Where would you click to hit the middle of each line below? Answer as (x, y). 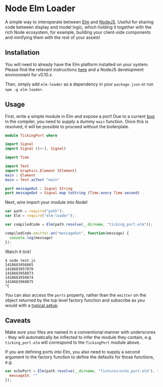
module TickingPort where (31, 135)
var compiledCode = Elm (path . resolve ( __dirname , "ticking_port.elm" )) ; (79, 225)
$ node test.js (20, 260)
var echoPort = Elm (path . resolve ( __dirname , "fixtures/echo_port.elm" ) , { (82, 371)
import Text (17, 166)
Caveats (18, 320)
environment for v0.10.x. (29, 75)
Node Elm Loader (40, 8)
